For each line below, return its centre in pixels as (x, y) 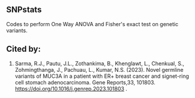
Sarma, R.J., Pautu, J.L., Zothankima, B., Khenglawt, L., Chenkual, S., (99, 63)
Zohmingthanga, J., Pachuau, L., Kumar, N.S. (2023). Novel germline (99, 69)
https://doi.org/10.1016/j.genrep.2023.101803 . (71, 88)
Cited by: (23, 49)
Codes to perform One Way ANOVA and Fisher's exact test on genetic (92, 24)
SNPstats (24, 10)
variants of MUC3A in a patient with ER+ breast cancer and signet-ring (102, 76)
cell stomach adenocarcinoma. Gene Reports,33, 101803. (85, 82)
